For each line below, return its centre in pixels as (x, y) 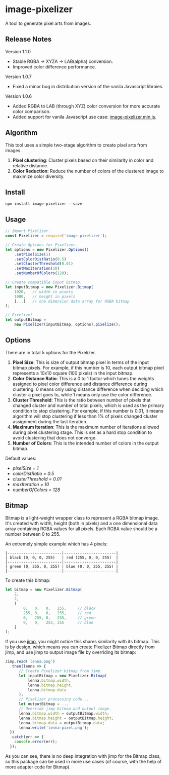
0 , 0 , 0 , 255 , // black (60, 608)
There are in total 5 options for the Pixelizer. (51, 352)
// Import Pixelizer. (28, 231)
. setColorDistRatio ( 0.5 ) (40, 259)
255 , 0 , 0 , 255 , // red (58, 613)
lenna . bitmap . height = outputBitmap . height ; (66, 718)
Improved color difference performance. (54, 66)
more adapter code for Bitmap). (38, 767)
